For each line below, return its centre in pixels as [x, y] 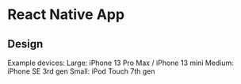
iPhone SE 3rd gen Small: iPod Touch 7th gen [81, 71]
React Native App [66, 15]
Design [25, 44]
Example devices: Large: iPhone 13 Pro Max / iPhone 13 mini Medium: [121, 63]
